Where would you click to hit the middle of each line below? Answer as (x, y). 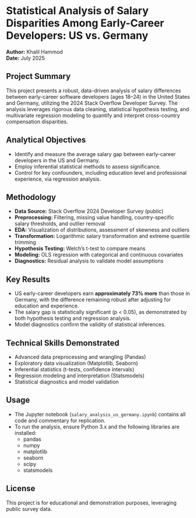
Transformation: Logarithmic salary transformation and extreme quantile (102, 236)
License (21, 488)
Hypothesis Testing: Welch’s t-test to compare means (80, 248)
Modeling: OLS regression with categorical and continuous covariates (99, 255)
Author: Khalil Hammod (34, 51)
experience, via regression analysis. (57, 179)
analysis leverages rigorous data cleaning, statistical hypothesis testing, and (98, 109)
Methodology (31, 197)
